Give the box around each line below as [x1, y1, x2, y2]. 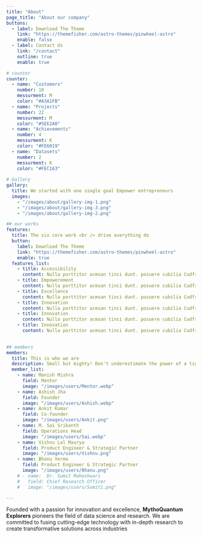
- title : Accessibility [17, 266, 77, 272]
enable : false [17, 37, 52, 43]
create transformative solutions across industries [6, 525, 127, 532]
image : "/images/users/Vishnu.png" [22, 450, 112, 457]
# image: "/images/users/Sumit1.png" [17, 484, 117, 490]
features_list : [11, 260, 50, 266]
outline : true [17, 54, 52, 60]
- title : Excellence [17, 288, 69, 294]
